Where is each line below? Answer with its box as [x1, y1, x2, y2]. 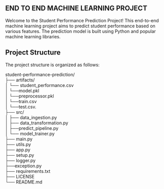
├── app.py [5, 147, 30, 153]
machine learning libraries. [5, 33, 61, 39]
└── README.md [5, 179, 43, 185]
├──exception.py [5, 163, 42, 169]
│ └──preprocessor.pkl [5, 93, 54, 99]
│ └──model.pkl [5, 87, 39, 93]
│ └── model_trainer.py [5, 130, 55, 136]
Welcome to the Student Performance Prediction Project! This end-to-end [5, 17, 159, 23]
